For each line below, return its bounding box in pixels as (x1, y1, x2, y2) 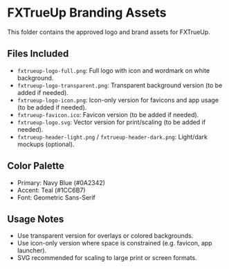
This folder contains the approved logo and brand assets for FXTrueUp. (7, 28, 211, 36)
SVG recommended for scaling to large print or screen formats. (17, 254, 197, 262)
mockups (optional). (17, 140, 75, 148)
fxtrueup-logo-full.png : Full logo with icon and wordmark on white (17, 66, 210, 74)
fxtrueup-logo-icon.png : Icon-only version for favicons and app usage (17, 96, 219, 104)
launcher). (17, 246, 47, 254)
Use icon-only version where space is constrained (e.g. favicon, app (17, 239, 212, 248)
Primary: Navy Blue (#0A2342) (17, 178, 106, 186)
